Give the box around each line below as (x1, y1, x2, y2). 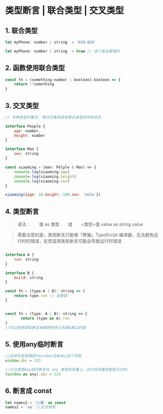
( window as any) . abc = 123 (5, 371, 61, 377)
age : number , (14, 128, 41, 134)
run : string (14, 257, 39, 262)
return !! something (14, 82, 54, 87)
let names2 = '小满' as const (5, 400, 66, 405)
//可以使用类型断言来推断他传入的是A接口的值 (5, 325, 86, 330)
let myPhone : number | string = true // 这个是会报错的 (5, 49, 120, 54)
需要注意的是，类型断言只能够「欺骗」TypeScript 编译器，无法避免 (17, 232, 154, 238)
